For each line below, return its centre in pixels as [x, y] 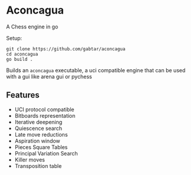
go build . [20, 59]
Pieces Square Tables [41, 147]
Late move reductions [41, 134]
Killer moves [30, 160]
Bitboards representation [45, 115]
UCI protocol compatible [45, 109]
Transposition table [38, 166]
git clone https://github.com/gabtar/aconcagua [66, 49]
